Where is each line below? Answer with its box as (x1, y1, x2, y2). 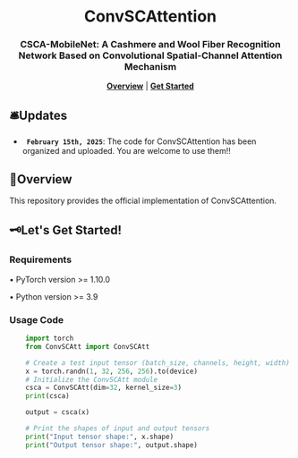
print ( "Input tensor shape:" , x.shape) (25, 432, 175, 441)
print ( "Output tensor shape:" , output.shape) (25, 440, 199, 449)
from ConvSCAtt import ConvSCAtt (25, 342, 150, 351)
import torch (25, 334, 74, 343)
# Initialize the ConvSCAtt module (25, 375, 158, 384)
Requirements (9, 253, 72, 266)
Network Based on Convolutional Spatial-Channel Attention (18, 49, 283, 62)
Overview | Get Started (106, 81, 194, 91)
